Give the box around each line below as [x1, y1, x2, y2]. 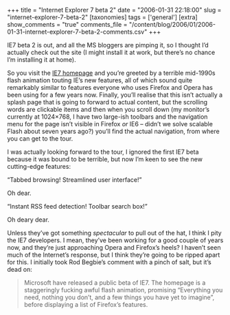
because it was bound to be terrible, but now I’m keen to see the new [7, 155, 203, 163]
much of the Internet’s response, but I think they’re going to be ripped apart [7, 250, 220, 259]
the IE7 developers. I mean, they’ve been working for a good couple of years [7, 236, 224, 244]
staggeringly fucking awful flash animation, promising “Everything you [23, 286, 223, 294]
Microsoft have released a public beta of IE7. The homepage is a [23, 279, 206, 287]
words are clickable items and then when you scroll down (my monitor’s [7, 106, 210, 113]
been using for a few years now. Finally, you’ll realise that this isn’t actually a [7, 91, 223, 99]
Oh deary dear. [7, 215, 50, 224]
